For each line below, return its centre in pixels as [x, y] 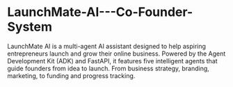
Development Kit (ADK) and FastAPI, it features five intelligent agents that [112, 61]
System [30, 27]
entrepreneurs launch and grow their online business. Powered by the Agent [116, 54]
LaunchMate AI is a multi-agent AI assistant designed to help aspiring [107, 46]
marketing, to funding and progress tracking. [71, 76]
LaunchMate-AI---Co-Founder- [100, 12]
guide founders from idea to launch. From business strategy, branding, [109, 68]
